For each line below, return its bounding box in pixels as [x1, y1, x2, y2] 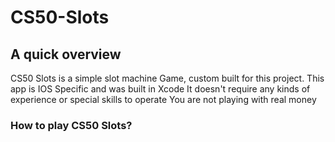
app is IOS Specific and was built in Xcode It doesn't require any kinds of [10, 83, 311, 95]
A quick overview [10, 46, 122, 63]
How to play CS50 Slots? [10, 118, 133, 132]
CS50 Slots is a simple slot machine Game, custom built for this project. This [10, 72, 325, 84]
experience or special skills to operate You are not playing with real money [10, 94, 317, 105]
